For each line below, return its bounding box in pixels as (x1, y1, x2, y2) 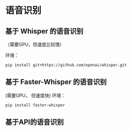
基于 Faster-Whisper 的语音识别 (5, 78, 107, 86)
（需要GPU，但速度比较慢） (5, 42, 64, 47)
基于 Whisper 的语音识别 (5, 27, 83, 35)
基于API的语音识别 (5, 118, 64, 126)
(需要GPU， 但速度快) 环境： (5, 92, 65, 98)
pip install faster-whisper (5, 102, 65, 108)
